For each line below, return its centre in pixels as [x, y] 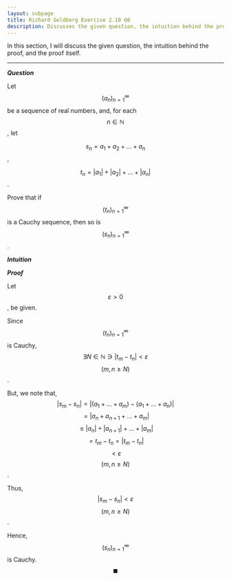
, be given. [22, 308]
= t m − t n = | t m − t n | [117, 441]
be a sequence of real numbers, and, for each [72, 110]
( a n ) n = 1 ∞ [115, 98]
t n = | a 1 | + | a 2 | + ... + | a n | [115, 173]
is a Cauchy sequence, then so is [54, 222]
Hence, [18, 535]
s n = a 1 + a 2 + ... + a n [115, 147]
